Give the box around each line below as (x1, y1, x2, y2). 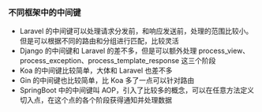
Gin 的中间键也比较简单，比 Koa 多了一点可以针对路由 (19, 76, 195, 85)
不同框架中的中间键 (8, 6, 81, 17)
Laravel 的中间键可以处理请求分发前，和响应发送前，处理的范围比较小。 (19, 26, 253, 36)
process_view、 (198, 46, 250, 56)
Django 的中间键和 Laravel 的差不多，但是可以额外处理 (19, 46, 197, 56)
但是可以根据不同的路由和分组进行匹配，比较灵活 (19, 36, 179, 46)
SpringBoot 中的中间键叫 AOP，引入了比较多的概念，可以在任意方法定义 (19, 85, 255, 95)
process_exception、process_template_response (19, 56, 180, 65)
